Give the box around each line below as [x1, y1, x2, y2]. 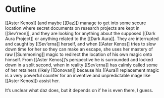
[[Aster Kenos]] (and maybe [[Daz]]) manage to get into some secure [5, 20, 146, 26]
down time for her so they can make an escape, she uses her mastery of [5, 46, 153, 52]
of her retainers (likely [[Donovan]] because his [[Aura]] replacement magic [5, 67, 160, 73]
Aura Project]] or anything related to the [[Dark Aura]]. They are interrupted [5, 36, 159, 42]
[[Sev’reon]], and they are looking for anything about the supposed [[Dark [5, 30, 156, 36]
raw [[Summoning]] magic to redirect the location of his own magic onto [5, 51, 153, 57]
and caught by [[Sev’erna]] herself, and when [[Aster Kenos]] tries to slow [5, 41, 156, 47]
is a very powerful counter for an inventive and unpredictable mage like [5, 72, 151, 78]
